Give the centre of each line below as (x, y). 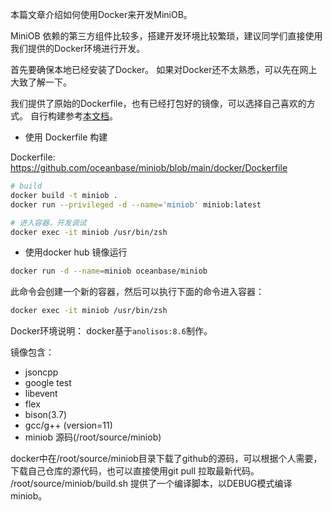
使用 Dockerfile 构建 (66, 137)
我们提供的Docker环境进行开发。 (78, 48)
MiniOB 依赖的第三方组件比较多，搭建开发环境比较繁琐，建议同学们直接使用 (166, 36)
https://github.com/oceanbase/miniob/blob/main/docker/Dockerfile (149, 167)
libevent (41, 394)
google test (48, 383)
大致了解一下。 (41, 82)
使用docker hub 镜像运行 (76, 252)
